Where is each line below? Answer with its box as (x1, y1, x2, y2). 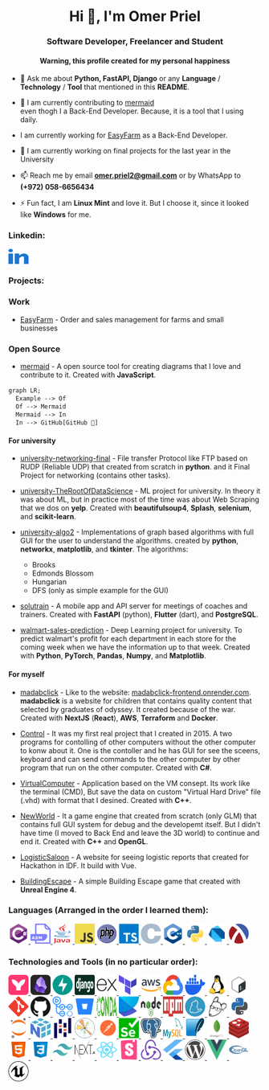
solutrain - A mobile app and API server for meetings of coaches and (19, 601, 248, 611)
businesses (19, 323, 59, 333)
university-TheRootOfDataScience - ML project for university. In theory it (19, 486, 261, 496)
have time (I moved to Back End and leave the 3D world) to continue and (19, 828, 260, 838)
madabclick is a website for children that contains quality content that (19, 695, 252, 706)
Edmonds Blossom (31, 568, 94, 578)
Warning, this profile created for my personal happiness (39, 55, 230, 65)
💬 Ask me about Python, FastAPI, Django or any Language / (19, 74, 221, 84)
